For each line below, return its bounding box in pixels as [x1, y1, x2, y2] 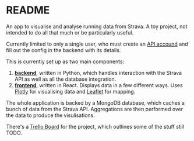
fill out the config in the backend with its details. [6, 46, 121, 53]
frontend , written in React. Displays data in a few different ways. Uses [14, 81, 183, 88]
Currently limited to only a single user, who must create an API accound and [6, 40, 188, 47]
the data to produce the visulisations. [6, 112, 95, 119]
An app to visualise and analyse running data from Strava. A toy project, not [6, 23, 188, 30]
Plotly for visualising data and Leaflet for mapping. [14, 88, 136, 95]
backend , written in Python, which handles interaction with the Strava [14, 69, 182, 76]
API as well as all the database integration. [14, 75, 117, 82]
